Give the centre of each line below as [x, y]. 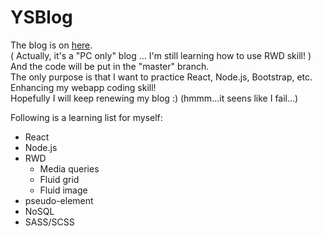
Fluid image [63, 190]
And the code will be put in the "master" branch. [110, 66]
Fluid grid [59, 179]
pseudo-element [59, 200]
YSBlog [41, 17]
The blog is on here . [51, 45]
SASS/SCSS [49, 222]
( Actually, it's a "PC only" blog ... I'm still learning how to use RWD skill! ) [161, 55]
